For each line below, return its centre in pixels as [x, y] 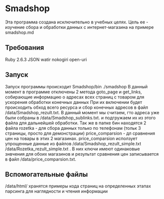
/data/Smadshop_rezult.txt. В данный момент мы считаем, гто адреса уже [82, 112]
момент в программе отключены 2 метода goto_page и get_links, [73, 92]
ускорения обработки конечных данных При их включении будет [74, 102]
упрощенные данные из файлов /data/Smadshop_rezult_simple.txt [73, 143]
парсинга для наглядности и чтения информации [57, 191]
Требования [24, 48]
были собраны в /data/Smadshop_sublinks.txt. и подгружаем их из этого [80, 118]
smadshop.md [20, 32]
